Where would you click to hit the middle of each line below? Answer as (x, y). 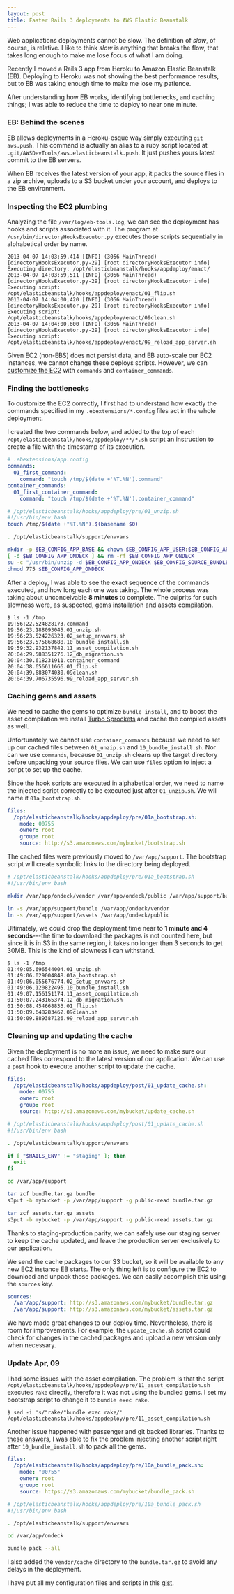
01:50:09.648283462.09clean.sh (53, 1012)
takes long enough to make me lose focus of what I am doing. (96, 55)
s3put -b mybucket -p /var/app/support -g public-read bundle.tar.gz (110, 1200)
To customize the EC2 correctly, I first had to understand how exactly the (112, 403)
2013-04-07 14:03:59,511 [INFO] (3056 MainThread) (82, 275)
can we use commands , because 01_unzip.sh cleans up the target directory (112, 754)
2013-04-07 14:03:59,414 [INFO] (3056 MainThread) (82, 257)
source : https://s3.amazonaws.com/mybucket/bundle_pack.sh (107, 1491)
